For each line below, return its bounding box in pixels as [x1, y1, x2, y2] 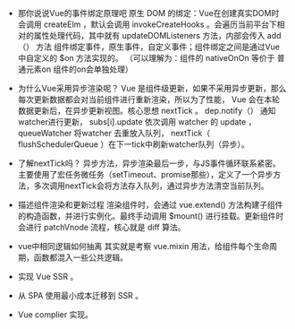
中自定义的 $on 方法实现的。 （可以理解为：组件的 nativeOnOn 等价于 [17, 53, 275, 63]
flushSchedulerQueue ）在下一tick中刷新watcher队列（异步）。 [17, 139, 250, 150]
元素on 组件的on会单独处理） [25, 64, 134, 74]
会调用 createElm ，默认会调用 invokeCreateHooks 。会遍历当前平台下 [17, 19, 277, 30]
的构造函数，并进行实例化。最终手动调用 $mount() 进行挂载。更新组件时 [17, 211, 284, 221]
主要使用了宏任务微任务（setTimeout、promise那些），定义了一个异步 [17, 169, 274, 179]
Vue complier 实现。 [17, 309, 94, 320]
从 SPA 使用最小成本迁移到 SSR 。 [17, 290, 144, 300]
